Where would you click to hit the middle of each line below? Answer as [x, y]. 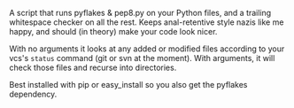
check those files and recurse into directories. [93, 67]
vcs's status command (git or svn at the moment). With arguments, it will [142, 58]
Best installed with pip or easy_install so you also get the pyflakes [128, 85]
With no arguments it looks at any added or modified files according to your [147, 49]
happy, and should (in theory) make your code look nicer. [113, 31]
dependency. [33, 94]
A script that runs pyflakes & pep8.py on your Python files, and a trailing [140, 13]
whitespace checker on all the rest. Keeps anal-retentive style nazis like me [147, 22]
